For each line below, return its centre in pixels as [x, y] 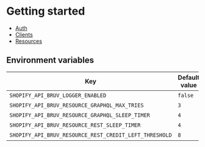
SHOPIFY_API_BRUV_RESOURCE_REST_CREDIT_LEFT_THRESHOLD [91, 135]
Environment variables [50, 60]
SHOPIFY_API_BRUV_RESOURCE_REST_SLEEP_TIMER [75, 125]
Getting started [46, 11]
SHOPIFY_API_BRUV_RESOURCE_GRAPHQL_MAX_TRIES [77, 105]
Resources [29, 41]
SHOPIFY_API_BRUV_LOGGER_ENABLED [58, 95]
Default [189, 77]
